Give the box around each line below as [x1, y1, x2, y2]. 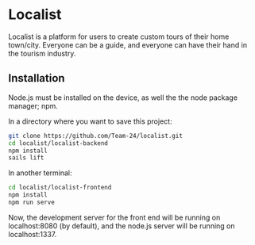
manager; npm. [8, 101, 58, 110]
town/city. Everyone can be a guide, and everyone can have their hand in [8, 40, 248, 49]
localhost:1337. [8, 229, 57, 239]
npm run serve [8, 198, 56, 206]
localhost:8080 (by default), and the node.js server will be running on [8, 220, 236, 231]
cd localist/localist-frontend [8, 184, 112, 192]
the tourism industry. [8, 48, 76, 58]
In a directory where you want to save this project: [8, 117, 172, 126]
